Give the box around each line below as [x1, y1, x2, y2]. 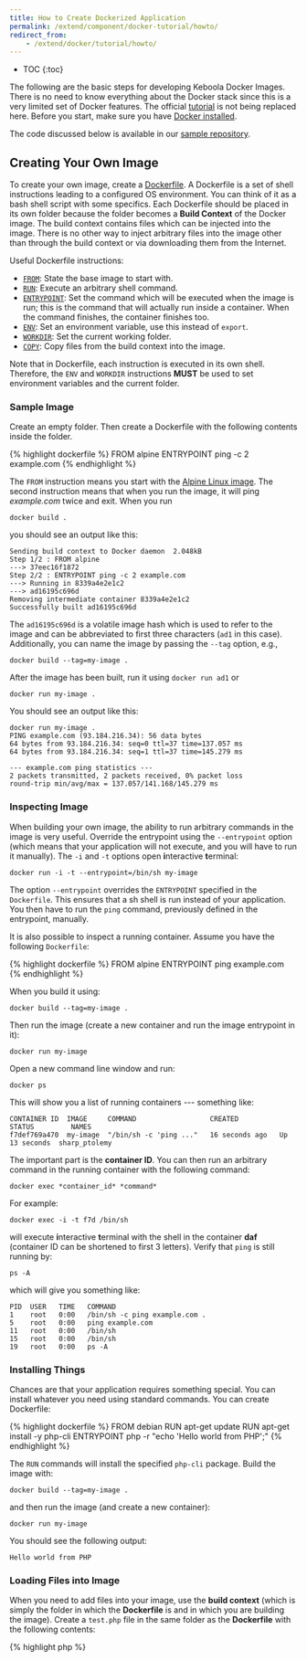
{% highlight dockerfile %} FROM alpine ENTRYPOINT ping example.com [9, 958, 285, 969]
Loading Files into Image [9, 1573, 121, 1586]
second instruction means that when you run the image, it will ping [9, 486, 260, 497]
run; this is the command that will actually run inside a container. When [22, 302, 290, 313]
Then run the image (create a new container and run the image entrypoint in [9, 1020, 295, 1031]
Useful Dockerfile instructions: [9, 255, 124, 266]
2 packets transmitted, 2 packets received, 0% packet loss [9, 771, 244, 781]
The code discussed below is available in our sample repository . [9, 129, 251, 140]
